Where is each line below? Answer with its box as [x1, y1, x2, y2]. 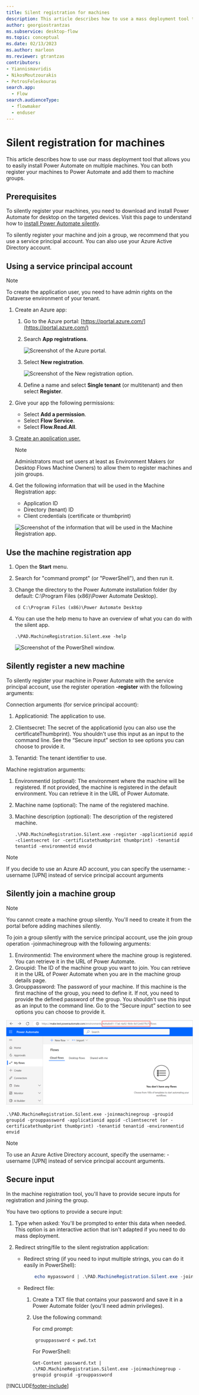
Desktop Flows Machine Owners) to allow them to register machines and [14, 464, 192, 472]
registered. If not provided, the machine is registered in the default [14, 784, 177, 791]
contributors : [6, 59, 41, 65]
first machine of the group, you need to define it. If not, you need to [14, 989, 179, 996]
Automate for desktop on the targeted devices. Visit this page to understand [6, 214, 192, 221]
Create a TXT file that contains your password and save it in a [32, 1296, 183, 1303]
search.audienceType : [6, 97, 60, 103]
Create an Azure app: [14, 306, 67, 314]
